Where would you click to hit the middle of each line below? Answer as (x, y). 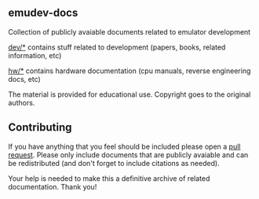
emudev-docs (43, 13)
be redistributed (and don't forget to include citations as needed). (114, 163)
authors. (22, 102)
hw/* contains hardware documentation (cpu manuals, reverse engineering (129, 71)
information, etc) (35, 55)
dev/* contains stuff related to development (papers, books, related (117, 47)
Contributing (40, 128)
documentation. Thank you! (53, 186)
